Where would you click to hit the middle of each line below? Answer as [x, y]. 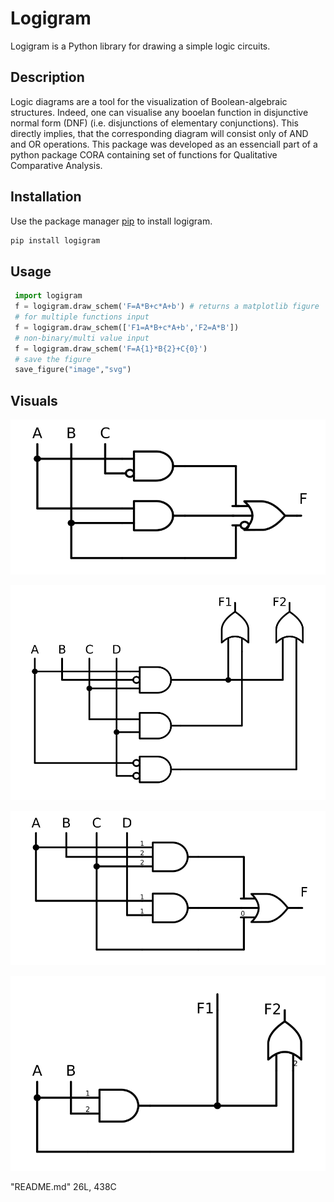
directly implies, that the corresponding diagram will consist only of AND [159, 133]
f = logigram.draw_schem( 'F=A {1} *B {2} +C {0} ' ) [111, 348]
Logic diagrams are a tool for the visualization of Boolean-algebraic [149, 101]
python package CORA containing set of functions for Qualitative [144, 154]
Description [47, 77]
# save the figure [53, 359]
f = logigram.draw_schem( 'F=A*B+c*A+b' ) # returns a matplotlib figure [167, 307]
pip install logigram [55, 240]
